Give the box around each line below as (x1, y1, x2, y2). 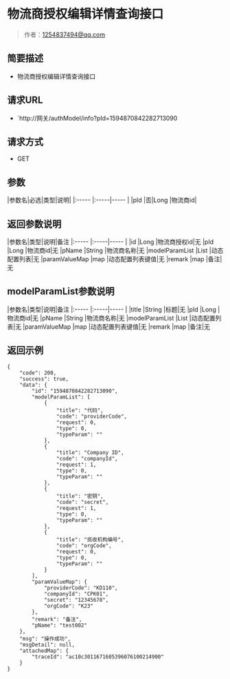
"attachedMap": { (19, 647, 69, 654)
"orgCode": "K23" (43, 602, 94, 609)
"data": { (19, 381, 48, 388)
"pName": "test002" (32, 622, 88, 629)
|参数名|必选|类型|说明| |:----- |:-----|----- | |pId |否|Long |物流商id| (7, 196, 197, 204)
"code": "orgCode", (56, 542, 112, 549)
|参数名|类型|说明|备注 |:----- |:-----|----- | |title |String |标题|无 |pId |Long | (7, 305, 220, 314)
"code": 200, (19, 369, 57, 376)
